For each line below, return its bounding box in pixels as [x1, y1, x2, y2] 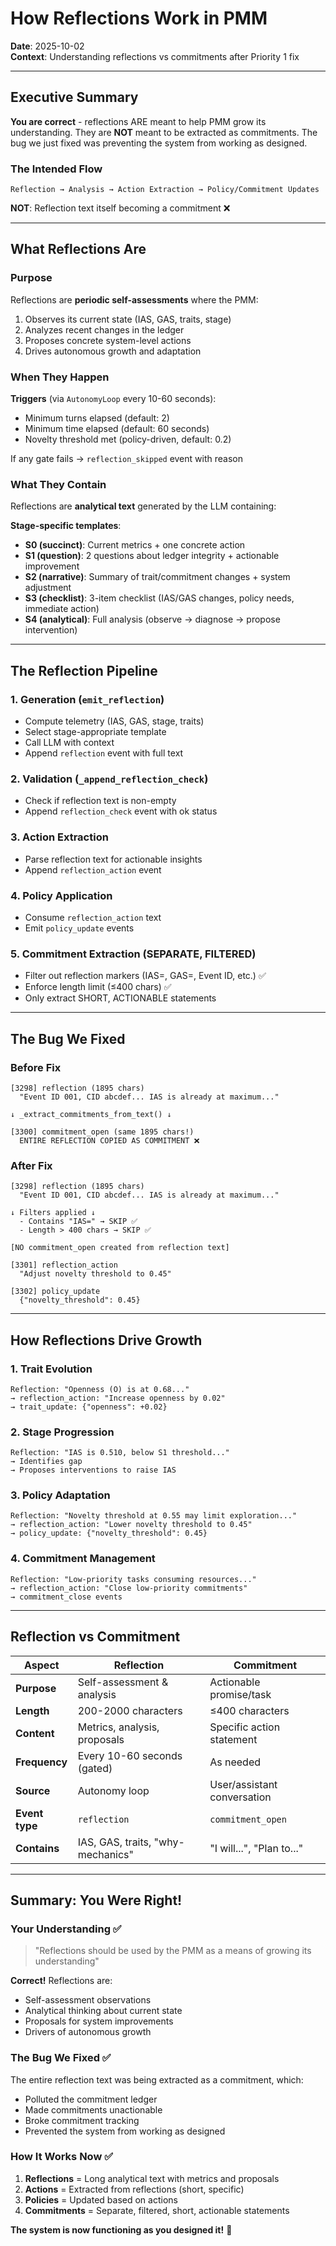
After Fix [10, 1158, 53, 1172]
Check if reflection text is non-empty [24, 795, 177, 807]
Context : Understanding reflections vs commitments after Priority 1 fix [10, 50, 300, 62]
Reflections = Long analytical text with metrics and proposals [24, 2172, 280, 2184]
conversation [209, 1790, 272, 1804]
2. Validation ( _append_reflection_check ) [10, 772, 209, 786]
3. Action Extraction [10, 830, 109, 844]
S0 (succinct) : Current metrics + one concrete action [24, 539, 246, 551]
